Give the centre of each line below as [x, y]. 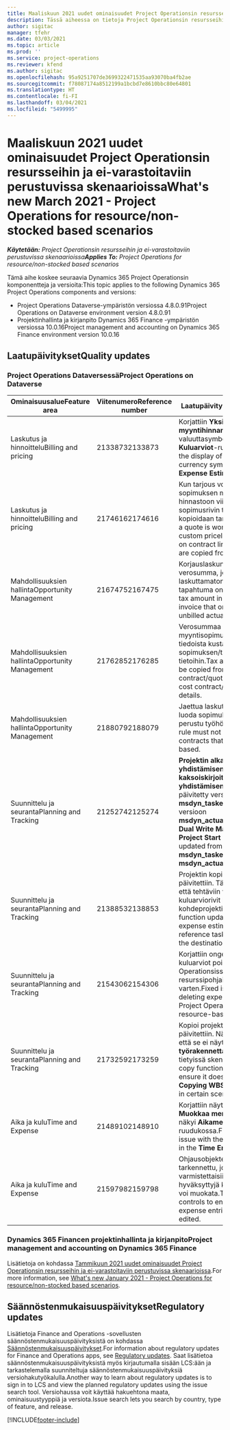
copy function [201, 1069]
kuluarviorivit [200, 901]
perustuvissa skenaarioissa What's [108, 187]
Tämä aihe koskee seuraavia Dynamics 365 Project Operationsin [98, 277]
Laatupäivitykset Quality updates [79, 356]
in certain [194, 1094]
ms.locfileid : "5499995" [42, 109]
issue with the [201, 1139]
